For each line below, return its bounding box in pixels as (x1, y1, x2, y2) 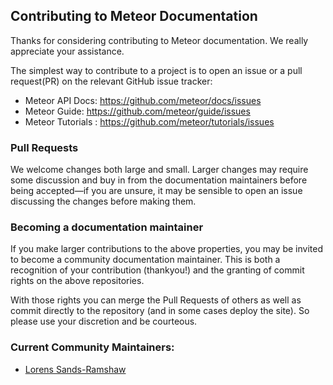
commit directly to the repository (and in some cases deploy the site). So (10, 305, 310, 317)
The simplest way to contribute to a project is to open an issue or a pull (10, 64, 303, 76)
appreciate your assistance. (10, 45, 125, 57)
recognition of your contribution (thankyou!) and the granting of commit (10, 264, 305, 276)
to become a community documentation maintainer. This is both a (10, 254, 281, 266)
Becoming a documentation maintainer (10, 220, 204, 234)
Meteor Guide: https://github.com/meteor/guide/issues (24, 105, 251, 117)
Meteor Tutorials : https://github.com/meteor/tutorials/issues (24, 115, 275, 128)
